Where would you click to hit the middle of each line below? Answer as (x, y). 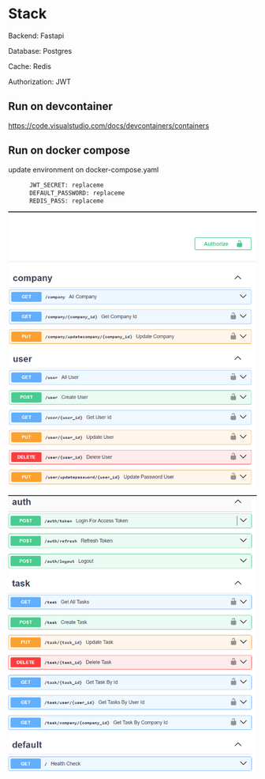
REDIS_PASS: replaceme (66, 201)
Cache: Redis (30, 66)
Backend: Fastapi (36, 36)
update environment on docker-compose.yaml (84, 169)
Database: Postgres (40, 51)
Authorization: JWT (40, 81)
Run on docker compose (69, 151)
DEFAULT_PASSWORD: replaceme (77, 193)
